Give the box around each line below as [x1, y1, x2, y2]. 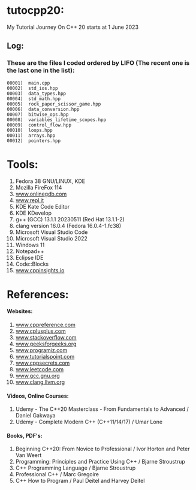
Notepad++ [15, 247, 44, 255]
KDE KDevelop [15, 209, 52, 217]
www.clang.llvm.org [15, 378, 65, 386]
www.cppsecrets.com [15, 359, 70, 366]
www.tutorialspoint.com [15, 353, 75, 360]
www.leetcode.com [15, 365, 64, 372]
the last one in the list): [7, 67, 75, 75]
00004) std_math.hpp [7, 95, 61, 102]
